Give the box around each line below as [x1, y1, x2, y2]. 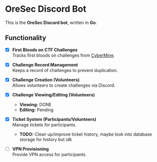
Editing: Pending [19, 107, 54, 113]
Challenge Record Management [12, 62, 78, 68]
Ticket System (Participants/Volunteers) [12, 116, 96, 122]
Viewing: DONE [19, 102, 52, 107]
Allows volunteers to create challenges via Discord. [12, 82, 116, 88]
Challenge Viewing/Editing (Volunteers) [12, 92, 95, 97]
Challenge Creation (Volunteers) [12, 77, 80, 83]
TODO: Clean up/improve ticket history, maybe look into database [19, 131, 153, 138]
